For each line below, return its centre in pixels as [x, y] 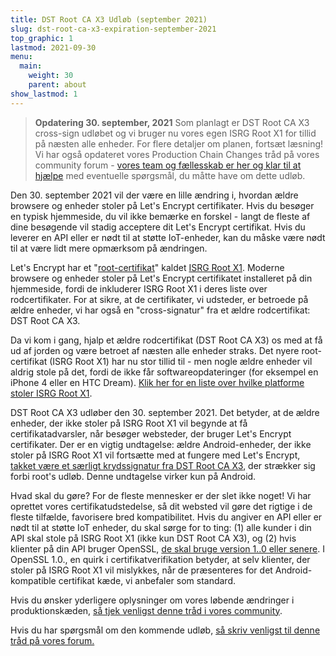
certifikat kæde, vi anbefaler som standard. [147, 580]
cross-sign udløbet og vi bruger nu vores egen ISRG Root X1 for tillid [175, 133]
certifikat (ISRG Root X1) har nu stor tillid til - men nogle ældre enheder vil [161, 361]
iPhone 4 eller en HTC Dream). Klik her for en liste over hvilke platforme [157, 382]
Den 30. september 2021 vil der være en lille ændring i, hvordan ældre [154, 195]
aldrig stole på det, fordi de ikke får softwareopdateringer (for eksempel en [164, 372]
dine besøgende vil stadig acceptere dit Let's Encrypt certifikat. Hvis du [158, 227]
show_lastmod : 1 [44, 94]
